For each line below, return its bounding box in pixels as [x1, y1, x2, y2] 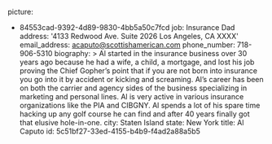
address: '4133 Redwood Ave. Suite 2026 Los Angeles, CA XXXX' [19, 32, 239, 41]
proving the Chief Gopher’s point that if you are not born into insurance [19, 66, 258, 76]
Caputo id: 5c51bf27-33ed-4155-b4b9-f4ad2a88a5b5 [19, 126, 201, 136]
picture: [7, 7, 34, 16]
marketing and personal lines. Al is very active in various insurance [19, 92, 244, 101]
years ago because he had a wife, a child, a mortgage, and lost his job [19, 57, 255, 67]
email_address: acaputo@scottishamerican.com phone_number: [19, 40, 235, 50]
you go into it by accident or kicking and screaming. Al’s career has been [19, 75, 264, 84]
